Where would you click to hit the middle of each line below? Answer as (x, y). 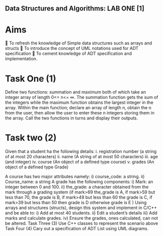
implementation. (21, 59)
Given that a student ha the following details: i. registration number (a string (81, 151)
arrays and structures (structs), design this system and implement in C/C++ (81, 208)
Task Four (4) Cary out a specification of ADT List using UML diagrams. (77, 229)
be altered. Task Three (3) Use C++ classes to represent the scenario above (82, 223)
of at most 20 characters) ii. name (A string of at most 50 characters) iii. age (81, 157)
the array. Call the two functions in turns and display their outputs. (71, 118)
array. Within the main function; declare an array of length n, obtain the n (78, 108)
